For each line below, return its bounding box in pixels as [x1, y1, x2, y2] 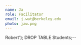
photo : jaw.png [5, 21, 37, 26]
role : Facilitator [5, 12, 43, 17]
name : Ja [5, 7, 23, 12]
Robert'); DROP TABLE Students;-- [5, 35, 76, 41]
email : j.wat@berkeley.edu [5, 16, 61, 21]
